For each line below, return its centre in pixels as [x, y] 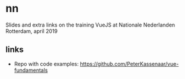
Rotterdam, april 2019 [32, 31]
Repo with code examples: [46, 64]
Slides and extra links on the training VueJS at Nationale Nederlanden [90, 25]
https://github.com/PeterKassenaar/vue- [129, 64]
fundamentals [31, 70]
